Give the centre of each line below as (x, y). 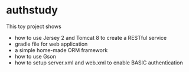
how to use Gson (35, 56)
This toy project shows (34, 26)
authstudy (32, 10)
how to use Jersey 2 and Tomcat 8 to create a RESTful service (91, 37)
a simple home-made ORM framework (61, 50)
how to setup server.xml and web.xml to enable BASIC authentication (99, 63)
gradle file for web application (51, 44)
